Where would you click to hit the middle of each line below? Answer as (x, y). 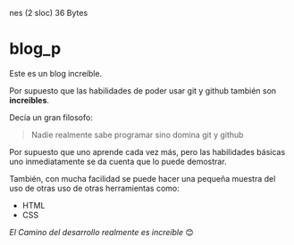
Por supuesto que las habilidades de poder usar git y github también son (143, 90)
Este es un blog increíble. (56, 73)
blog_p (35, 49)
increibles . (29, 100)
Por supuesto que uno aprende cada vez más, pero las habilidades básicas (147, 151)
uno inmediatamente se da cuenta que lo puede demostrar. (118, 161)
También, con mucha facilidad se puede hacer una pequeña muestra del (143, 178)
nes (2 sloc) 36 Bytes (49, 13)
